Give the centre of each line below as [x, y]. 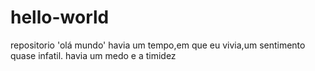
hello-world [60, 17]
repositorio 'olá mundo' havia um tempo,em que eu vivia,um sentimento [158, 45]
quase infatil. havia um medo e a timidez [93, 55]
